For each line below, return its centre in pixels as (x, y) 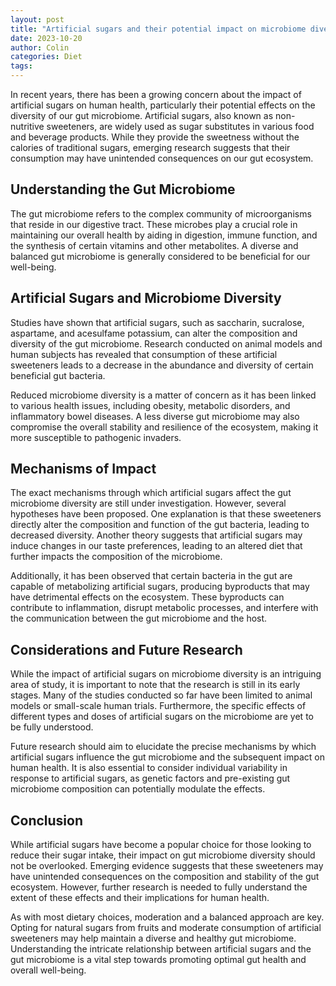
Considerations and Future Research (126, 649)
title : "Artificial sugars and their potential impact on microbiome (158, 29)
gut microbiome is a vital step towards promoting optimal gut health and (158, 960)
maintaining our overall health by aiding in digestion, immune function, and (164, 235)
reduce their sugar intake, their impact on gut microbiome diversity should (163, 855)
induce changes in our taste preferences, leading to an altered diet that (156, 546)
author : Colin (40, 47)
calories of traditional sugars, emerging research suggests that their (150, 147)
